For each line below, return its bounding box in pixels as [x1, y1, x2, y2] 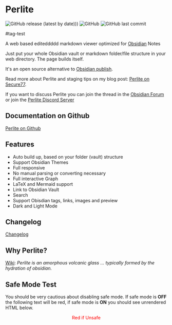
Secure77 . [5, 81, 27, 87]
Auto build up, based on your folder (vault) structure [12, 154, 123, 160]
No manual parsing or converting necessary [12, 170, 106, 176]
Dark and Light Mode [12, 203, 58, 209]
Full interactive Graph [12, 176, 59, 182]
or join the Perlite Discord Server [5, 97, 74, 103]
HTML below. [5, 304, 33, 311]
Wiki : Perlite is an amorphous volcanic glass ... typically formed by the [5, 260, 155, 266]
